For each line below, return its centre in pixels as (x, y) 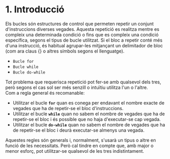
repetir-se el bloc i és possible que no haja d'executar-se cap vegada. (87, 119)
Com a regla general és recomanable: (45, 93)
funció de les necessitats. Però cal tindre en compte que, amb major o (80, 146)
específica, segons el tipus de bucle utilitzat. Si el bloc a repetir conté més (84, 40)
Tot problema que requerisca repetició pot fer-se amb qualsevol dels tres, (83, 82)
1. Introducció (35, 10)
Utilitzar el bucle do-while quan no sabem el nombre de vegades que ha (89, 125)
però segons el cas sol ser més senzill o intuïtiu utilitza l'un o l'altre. (77, 87)
